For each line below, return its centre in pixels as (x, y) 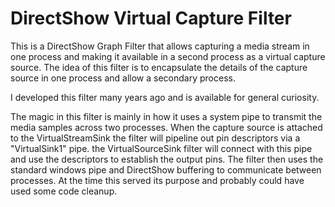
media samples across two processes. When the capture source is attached (166, 127)
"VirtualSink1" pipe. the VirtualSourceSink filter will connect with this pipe (161, 148)
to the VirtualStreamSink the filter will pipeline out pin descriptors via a (155, 138)
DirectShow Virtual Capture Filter (151, 18)
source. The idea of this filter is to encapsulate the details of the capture (159, 67)
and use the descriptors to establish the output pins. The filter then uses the (167, 159)
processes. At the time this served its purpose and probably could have (157, 180)
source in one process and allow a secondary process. (123, 78)
